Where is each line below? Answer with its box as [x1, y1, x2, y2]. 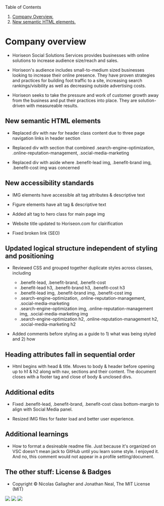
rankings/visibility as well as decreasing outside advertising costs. [12, 83, 146, 88]
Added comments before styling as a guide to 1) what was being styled [12, 331, 156, 337]
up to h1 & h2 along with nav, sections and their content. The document [12, 368, 156, 375]
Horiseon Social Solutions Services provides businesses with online [12, 52, 149, 58]
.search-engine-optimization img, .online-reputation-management [19, 306, 153, 311]
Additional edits [5, 388, 55, 396]
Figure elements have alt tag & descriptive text [12, 201, 107, 207]
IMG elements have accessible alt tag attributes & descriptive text [12, 192, 145, 198]
